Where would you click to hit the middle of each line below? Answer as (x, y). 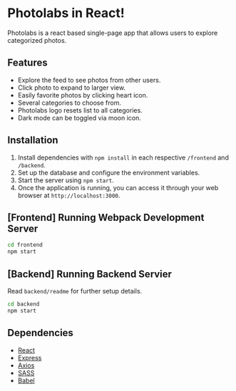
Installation (33, 140)
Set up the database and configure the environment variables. (109, 172)
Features (27, 63)
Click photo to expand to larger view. (72, 88)
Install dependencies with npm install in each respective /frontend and (123, 157)
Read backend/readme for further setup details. (75, 291)
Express (30, 358)
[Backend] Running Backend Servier (90, 274)
